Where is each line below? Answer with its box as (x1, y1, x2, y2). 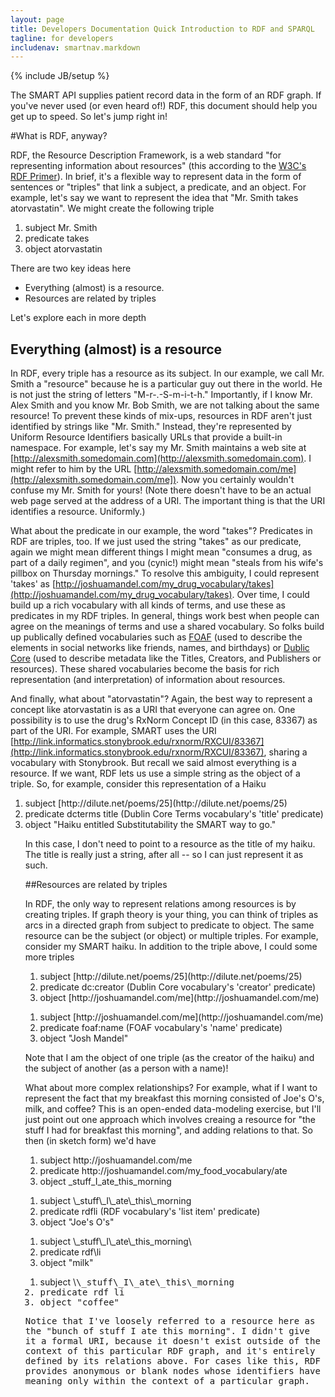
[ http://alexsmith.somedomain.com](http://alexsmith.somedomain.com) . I (10, 452, 312, 465)
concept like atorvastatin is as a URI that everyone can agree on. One (10, 704, 296, 716)
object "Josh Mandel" (39, 1032, 129, 1045)
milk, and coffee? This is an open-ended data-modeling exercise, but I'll (24, 1103, 322, 1115)
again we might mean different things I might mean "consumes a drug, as (10, 546, 313, 558)
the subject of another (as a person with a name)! (24, 1062, 229, 1075)
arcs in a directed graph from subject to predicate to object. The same (24, 919, 315, 931)
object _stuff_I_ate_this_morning (39, 1176, 172, 1188)
